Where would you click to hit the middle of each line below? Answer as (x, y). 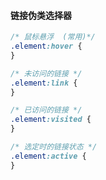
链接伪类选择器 (41, 15)
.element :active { (48, 156)
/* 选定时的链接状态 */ (54, 147)
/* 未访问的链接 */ (46, 73)
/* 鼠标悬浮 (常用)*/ (53, 37)
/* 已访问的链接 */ (46, 110)
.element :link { (44, 83)
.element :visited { (51, 120)
